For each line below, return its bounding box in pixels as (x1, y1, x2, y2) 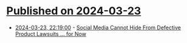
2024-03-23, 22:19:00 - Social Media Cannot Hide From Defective (15, 24, 181, 31)
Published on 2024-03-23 (6, 4, 141, 18)
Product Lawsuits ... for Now (15, 30, 87, 37)
